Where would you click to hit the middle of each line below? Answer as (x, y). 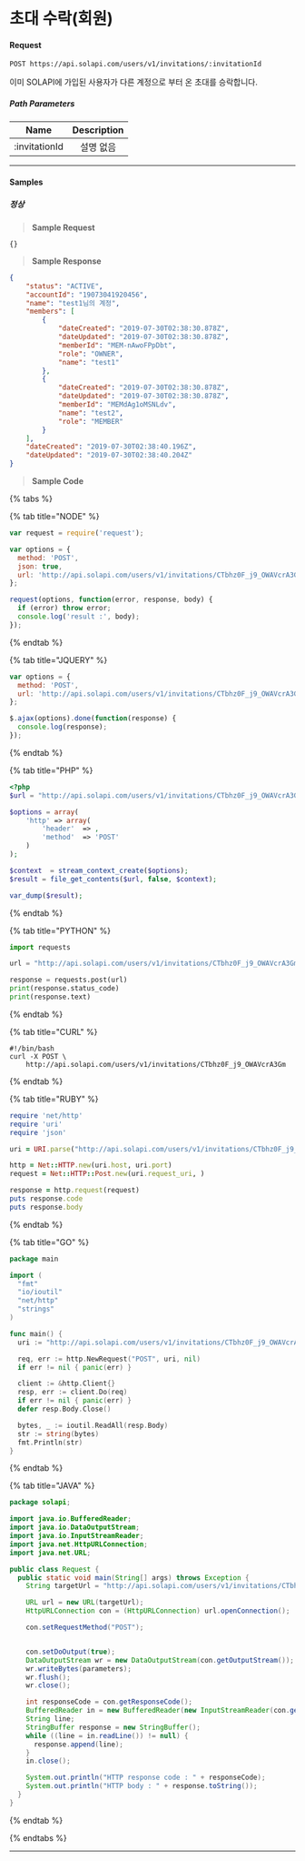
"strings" (36, 1309)
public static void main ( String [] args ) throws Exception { (133, 1578)
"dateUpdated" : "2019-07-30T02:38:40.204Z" (109, 456)
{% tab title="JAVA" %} (52, 1486)
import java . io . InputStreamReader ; (77, 1536)
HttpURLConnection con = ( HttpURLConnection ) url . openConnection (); (158, 1611)
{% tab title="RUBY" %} (54, 1099)
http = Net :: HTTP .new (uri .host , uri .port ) (91, 1165)
